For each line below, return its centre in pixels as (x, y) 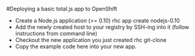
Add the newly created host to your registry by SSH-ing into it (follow (102, 27)
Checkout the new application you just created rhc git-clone (91, 40)
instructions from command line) (56, 33)
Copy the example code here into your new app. (76, 46)
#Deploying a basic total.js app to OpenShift (62, 9)
